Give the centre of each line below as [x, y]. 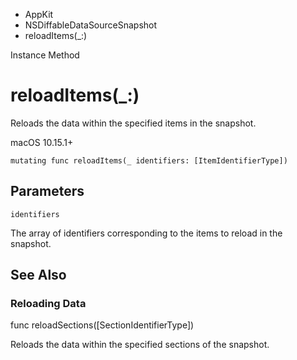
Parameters [47, 191]
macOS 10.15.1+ [42, 142]
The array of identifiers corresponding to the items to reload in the [146, 233]
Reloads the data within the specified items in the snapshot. [133, 123]
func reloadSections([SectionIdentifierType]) [102, 325]
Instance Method [45, 55]
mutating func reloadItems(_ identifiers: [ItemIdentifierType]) [149, 160]
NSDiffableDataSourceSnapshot [91, 25]
